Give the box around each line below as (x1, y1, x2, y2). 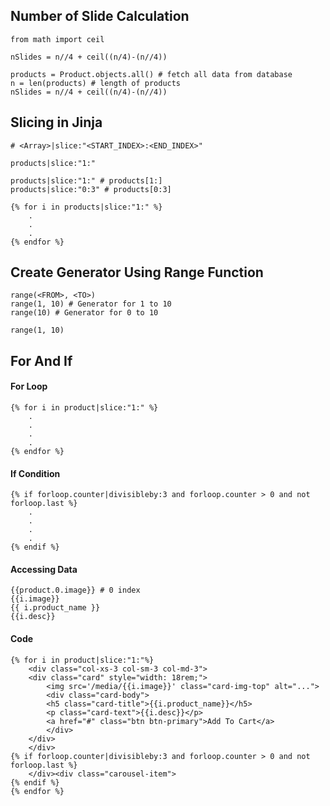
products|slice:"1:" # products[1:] (10, 175, 163, 186)
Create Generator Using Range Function (10, 264, 264, 281)
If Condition (10, 467, 61, 479)
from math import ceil (10, 34, 105, 44)
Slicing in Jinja (10, 114, 103, 131)
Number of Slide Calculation (10, 8, 190, 25)
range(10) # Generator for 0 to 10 (10, 308, 159, 318)
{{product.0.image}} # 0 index (10, 585, 141, 596)
